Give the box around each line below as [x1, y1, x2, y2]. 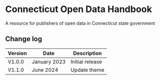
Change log [5, 35, 42, 43]
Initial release [70, 58, 102, 65]
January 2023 [32, 58, 66, 65]
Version [8, 49, 27, 56]
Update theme [70, 66, 104, 73]
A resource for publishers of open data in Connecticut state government [5, 20, 155, 26]
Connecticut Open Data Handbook [5, 4, 152, 15]
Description [73, 49, 102, 56]
